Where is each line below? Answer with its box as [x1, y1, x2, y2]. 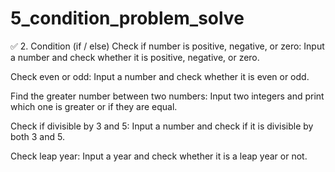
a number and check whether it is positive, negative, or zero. [10, 51, 260, 63]
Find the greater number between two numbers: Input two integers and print [10, 90, 325, 102]
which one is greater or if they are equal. [10, 100, 178, 112]
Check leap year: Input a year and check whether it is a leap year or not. [10, 150, 308, 162]
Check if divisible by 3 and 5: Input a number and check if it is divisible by [10, 120, 314, 132]
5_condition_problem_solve [10, 7, 245, 30]
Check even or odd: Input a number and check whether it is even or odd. [10, 70, 310, 82]
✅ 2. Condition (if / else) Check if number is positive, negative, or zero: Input [10, 40, 325, 52]
